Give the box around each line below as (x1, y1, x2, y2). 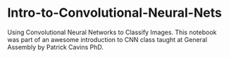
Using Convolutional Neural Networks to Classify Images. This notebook (7, 28, 217, 36)
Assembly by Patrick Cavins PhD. (7, 43, 104, 51)
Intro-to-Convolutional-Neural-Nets (7, 5, 222, 21)
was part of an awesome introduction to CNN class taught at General (7, 35, 208, 43)
